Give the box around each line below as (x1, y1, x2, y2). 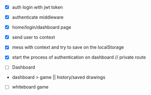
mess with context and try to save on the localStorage (12, 44, 124, 50)
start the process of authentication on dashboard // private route (12, 54, 146, 60)
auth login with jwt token (12, 4, 63, 10)
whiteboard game (12, 84, 49, 90)
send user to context (12, 34, 55, 40)
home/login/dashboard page (12, 24, 71, 30)
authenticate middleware (12, 14, 64, 20)
